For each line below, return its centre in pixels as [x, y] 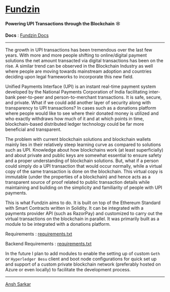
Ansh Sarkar [18, 284]
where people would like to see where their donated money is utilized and [82, 113]
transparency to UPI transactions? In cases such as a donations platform [81, 108]
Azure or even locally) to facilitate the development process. [68, 269]
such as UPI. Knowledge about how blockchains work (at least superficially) [84, 150]
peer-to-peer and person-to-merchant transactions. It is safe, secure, [89, 97]
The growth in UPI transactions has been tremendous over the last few [79, 50]
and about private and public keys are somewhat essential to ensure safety [83, 155]
